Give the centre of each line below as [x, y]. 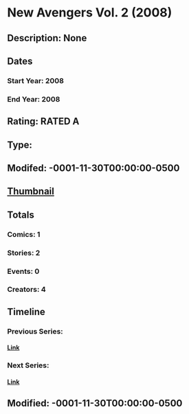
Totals [21, 215]
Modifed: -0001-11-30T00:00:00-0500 [93, 168]
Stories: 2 [24, 253]
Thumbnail [31, 191]
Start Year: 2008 [35, 80]
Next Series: [28, 365]
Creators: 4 [26, 290]
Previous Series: [35, 331]
